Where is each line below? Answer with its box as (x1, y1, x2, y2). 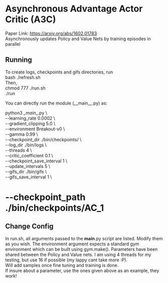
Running (5, 56, 33, 64)
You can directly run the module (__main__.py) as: (5, 100, 108, 106)
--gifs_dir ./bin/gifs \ (5, 168, 47, 174)
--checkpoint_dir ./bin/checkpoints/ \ (5, 136, 82, 142)
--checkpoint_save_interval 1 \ (5, 158, 68, 164)
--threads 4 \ (5, 147, 32, 153)
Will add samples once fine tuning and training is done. (5, 262, 119, 268)
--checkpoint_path (5, 192, 86, 203)
